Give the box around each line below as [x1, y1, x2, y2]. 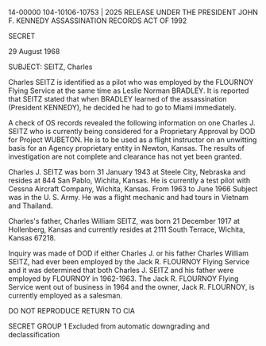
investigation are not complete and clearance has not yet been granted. [8, 152, 242, 161]
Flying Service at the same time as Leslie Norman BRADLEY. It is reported [8, 86, 249, 95]
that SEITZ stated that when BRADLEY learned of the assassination [8, 94, 228, 103]
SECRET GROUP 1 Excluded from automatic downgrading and [8, 321, 210, 331]
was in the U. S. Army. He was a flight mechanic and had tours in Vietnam [8, 193, 249, 202]
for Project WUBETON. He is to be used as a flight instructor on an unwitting [8, 135, 257, 144]
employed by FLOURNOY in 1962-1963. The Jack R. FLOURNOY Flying [8, 274, 239, 283]
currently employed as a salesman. [8, 290, 123, 300]
